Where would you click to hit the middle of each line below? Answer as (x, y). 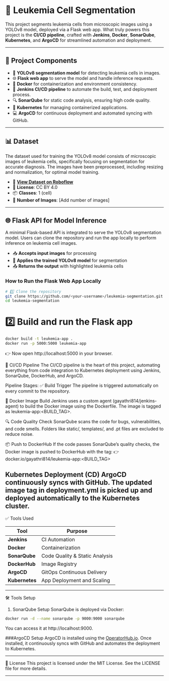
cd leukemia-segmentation (32, 301)
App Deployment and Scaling (76, 580)
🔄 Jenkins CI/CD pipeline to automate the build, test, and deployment (85, 89)
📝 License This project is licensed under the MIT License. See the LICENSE (83, 663)
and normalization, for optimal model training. (52, 172)
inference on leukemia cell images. (41, 243)
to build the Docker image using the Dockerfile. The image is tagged (90, 406)
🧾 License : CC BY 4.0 (35, 187)
